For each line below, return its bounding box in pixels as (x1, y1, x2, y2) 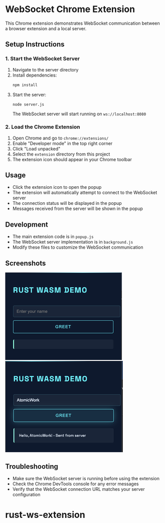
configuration (12, 491, 41, 497)
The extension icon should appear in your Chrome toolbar (12, 156, 132, 162)
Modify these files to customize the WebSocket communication (12, 244, 144, 250)
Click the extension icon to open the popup (12, 184, 102, 190)
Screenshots (5, 259, 46, 267)
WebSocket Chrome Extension (5, 4, 135, 15)
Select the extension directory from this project (12, 151, 110, 157)
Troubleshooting (5, 462, 59, 471)
